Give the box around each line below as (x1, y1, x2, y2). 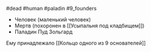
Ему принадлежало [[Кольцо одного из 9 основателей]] (6, 40, 146, 46)
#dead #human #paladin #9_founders (6, 5, 97, 12)
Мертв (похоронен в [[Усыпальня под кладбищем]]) (14, 23, 145, 29)
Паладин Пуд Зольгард (14, 28, 73, 35)
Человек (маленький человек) (14, 16, 91, 23)
